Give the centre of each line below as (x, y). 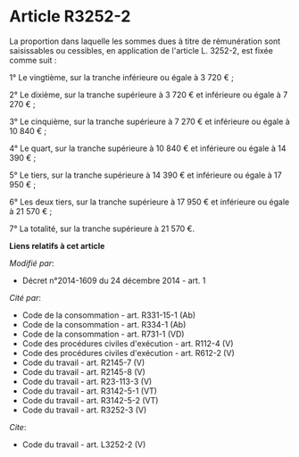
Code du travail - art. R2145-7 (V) (83, 362)
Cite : (18, 427)
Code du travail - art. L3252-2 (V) (84, 445)
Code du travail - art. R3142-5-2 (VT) (90, 400)
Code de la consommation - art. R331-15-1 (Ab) (109, 315)
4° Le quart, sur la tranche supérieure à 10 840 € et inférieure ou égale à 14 (148, 148)
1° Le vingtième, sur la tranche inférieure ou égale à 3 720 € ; (121, 77)
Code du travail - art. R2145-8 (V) (83, 371)
